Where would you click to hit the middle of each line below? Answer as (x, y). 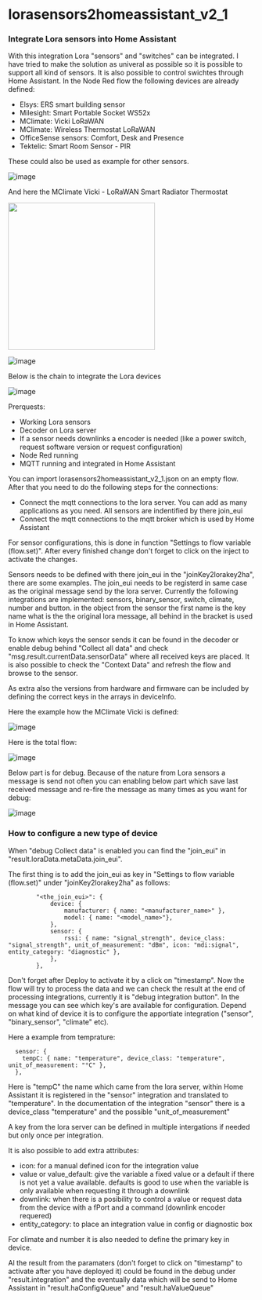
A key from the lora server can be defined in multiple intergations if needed (129, 1127)
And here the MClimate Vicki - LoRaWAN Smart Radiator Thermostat (118, 192)
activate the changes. (43, 560)
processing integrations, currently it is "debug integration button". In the (124, 997)
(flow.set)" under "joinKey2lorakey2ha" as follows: (89, 882)
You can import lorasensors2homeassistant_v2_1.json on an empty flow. (123, 479)
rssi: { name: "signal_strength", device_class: (144, 938)
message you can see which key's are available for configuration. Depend (127, 1005)
